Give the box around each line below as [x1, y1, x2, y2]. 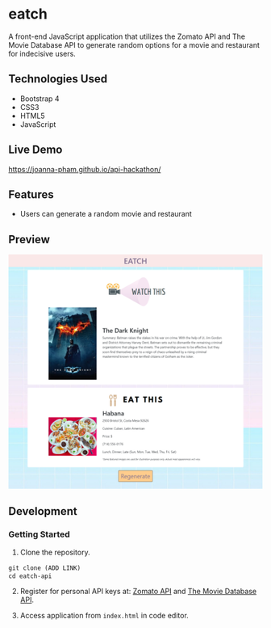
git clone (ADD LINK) [8, 563, 81, 572]
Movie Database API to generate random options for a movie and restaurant [8, 40, 261, 49]
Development [8, 504, 78, 518]
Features [8, 188, 54, 201]
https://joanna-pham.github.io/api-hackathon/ [8, 164, 161, 174]
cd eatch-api [8, 571, 52, 580]
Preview [8, 232, 51, 247]
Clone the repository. [19, 547, 90, 557]
